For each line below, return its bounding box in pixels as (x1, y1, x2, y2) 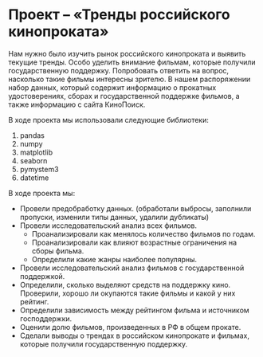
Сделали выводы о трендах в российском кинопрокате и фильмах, (19, 331, 249, 340)
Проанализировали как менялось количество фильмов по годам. (31, 229, 256, 238)
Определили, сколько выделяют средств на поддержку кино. (19, 280, 231, 289)
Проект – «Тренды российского (8, 6, 231, 24)
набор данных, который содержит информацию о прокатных (8, 82, 217, 92)
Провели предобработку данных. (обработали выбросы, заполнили (19, 203, 252, 213)
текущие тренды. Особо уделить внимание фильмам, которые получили (8, 57, 257, 67)
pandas (19, 130, 45, 140)
